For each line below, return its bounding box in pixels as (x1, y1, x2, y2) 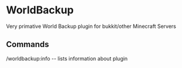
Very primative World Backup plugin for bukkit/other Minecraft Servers (6, 23, 177, 30)
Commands (6, 40, 50, 49)
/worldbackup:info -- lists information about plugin (6, 55, 128, 62)
